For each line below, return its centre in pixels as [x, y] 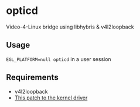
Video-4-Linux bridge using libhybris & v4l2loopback [70, 27]
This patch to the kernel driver [51, 98]
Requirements [32, 78]
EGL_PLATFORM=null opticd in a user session [59, 59]
